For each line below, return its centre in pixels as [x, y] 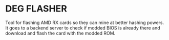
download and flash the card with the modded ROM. [60, 33]
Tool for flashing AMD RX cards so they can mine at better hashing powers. [85, 22]
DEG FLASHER [36, 9]
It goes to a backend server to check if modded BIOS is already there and [83, 27]
